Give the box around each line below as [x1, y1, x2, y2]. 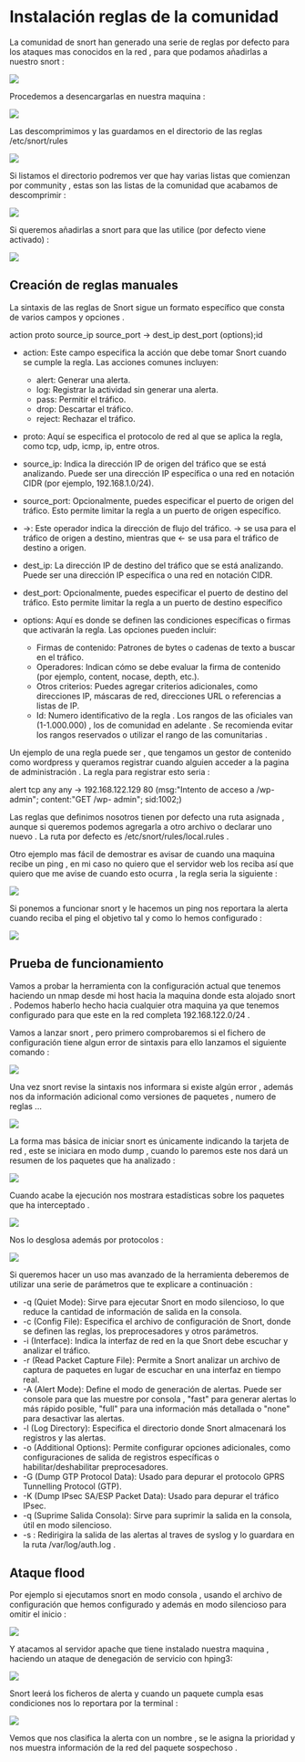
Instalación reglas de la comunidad [9, 6, 280, 27]
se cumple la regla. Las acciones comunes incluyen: [22, 356, 219, 367]
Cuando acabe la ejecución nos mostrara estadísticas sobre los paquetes [9, 1190, 285, 1201]
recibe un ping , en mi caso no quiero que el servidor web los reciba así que [9, 858, 294, 869]
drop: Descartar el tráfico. [36, 404, 134, 414]
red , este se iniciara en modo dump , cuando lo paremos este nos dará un [9, 1145, 289, 1156]
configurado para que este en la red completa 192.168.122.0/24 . [9, 1009, 250, 1020]
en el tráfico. [36, 651, 85, 663]
